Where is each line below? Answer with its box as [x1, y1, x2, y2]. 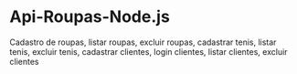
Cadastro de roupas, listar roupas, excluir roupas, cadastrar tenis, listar [9, 37, 277, 48]
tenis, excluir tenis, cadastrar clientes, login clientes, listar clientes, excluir [9, 46, 288, 57]
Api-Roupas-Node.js [9, 6, 171, 27]
